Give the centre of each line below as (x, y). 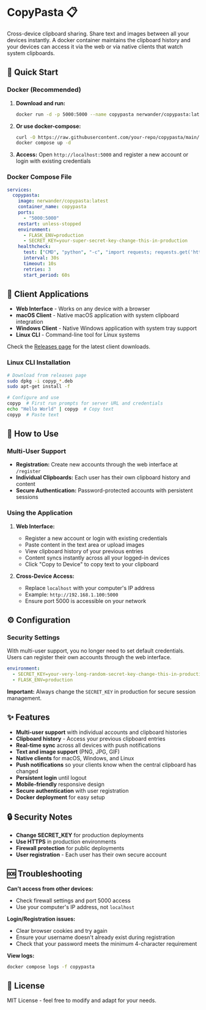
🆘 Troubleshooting (45, 874)
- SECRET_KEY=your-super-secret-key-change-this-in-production (105, 241)
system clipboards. (31, 53)
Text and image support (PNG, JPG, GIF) (68, 752)
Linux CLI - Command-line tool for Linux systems (78, 335)
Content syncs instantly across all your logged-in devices (97, 558)
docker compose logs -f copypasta (51, 967)
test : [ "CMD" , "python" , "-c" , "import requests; (87, 252)
